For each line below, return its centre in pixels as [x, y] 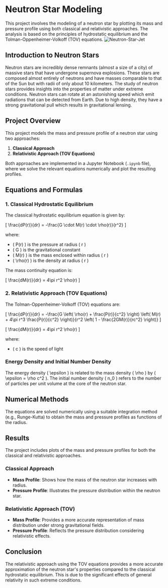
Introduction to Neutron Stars [52, 55]
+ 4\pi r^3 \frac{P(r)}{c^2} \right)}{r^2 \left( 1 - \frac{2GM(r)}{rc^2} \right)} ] [83, 319]
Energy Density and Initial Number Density [58, 362]
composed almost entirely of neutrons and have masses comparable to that [83, 78]
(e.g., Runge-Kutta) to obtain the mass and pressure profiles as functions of [84, 417]
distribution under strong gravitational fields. [58, 525]
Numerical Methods [37, 399]
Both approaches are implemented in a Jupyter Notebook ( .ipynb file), [78, 163]
